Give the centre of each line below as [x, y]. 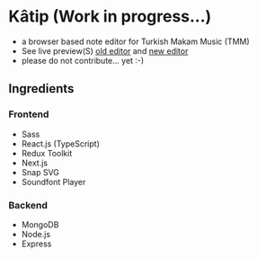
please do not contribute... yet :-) [83, 60]
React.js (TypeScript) [60, 143]
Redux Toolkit [47, 153]
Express [36, 244]
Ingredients [41, 89]
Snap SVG [40, 172]
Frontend [29, 114]
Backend [28, 205]
